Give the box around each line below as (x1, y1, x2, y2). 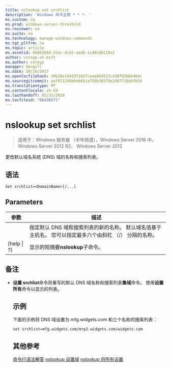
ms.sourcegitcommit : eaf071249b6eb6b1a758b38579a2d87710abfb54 (5, 78, 142, 83)
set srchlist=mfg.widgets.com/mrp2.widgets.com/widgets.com (12, 327, 143, 332)
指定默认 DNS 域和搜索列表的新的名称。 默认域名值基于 (29, 223, 162, 231)
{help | (8, 240, 24, 247)
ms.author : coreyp (5, 60, 44, 65)
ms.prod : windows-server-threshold (5, 21, 81, 27)
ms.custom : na (5, 17, 36, 22)
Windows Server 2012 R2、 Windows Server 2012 (17, 143, 123, 149)
